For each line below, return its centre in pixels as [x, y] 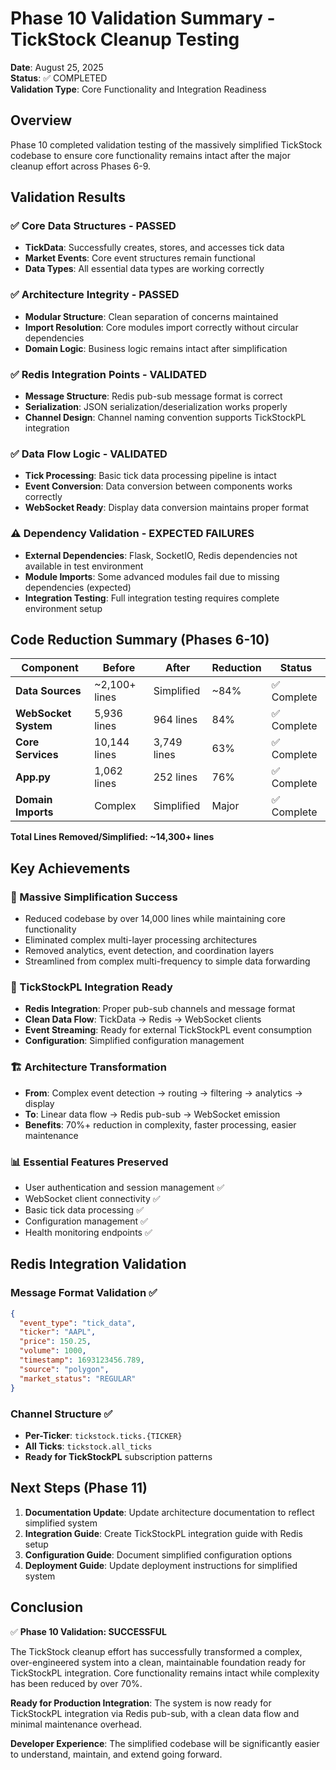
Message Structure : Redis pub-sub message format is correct [153, 396]
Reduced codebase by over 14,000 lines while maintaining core [155, 919]
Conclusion [47, 1607]
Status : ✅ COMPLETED [59, 78]
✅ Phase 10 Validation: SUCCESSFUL [88, 1631]
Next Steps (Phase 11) [79, 1488]
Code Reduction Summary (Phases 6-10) [140, 640]
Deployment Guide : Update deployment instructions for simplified [161, 1565]
